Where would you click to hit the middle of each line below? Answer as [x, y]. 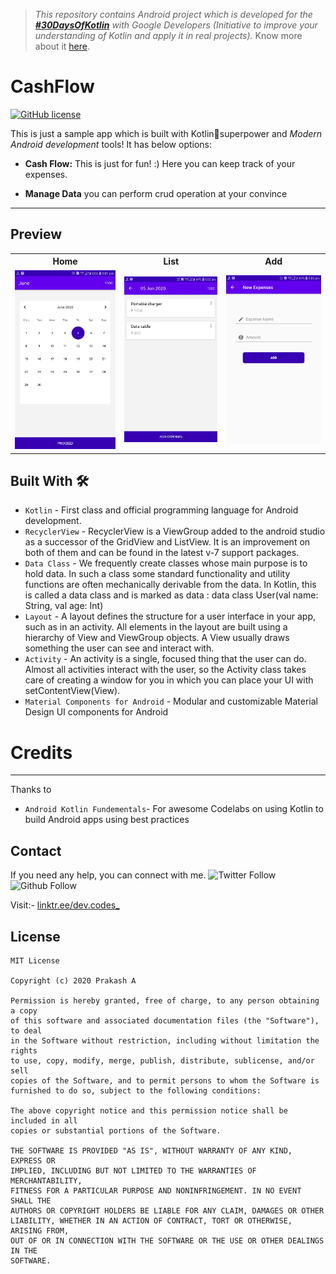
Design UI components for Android [96, 712]
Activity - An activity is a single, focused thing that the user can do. [165, 659]
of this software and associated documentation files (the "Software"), [165, 1020]
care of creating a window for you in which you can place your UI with [169, 680]
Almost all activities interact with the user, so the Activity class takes [165, 670]
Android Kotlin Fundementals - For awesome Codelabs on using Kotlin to [174, 809]
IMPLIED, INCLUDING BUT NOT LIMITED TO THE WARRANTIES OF [133, 1170]
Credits [41, 752]
